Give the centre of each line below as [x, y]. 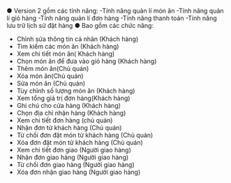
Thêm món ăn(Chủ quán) [53, 69]
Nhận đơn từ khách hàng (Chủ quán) [69, 128]
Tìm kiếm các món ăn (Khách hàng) [68, 46]
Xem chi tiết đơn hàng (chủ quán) [65, 120]
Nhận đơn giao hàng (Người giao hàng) [73, 157]
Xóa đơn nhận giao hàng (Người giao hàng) [79, 172]
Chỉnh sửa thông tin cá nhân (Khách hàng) [77, 39]
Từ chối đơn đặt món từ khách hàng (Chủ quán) [85, 135]
